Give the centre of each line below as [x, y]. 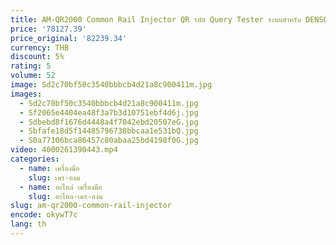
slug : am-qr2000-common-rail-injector [91, 206]
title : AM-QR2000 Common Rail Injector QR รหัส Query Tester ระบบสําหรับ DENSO [169, 19]
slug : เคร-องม [54, 177]
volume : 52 [33, 76]
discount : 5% [37, 57]
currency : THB [40, 47]
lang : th [28, 224]
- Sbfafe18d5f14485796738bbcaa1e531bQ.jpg [109, 131]
